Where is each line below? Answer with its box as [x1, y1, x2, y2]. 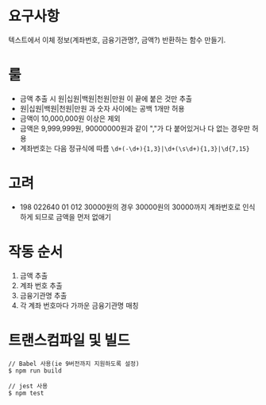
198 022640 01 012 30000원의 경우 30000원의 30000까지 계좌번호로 [19, 202, 241, 212]
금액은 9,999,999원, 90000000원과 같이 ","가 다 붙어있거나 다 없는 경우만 [19, 123, 250, 133]
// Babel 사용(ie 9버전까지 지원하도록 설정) [8, 360, 140, 368]
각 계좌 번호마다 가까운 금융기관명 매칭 [19, 300, 139, 310]
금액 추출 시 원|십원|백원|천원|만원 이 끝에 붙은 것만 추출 [19, 93, 193, 103]
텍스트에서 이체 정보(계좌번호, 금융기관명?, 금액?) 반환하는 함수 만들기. [8, 35, 226, 45]
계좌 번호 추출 [19, 280, 63, 290]
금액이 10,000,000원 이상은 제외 [19, 113, 121, 123]
